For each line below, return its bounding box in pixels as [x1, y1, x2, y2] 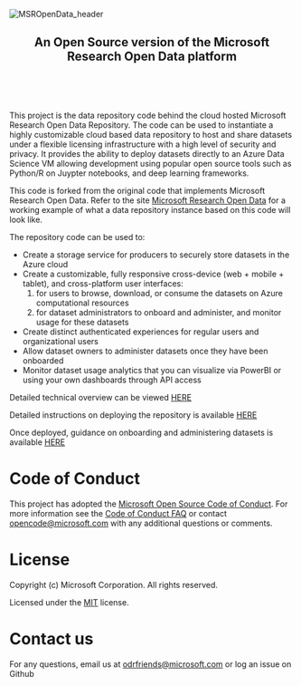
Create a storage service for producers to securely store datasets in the [22, 249, 290, 260]
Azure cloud [22, 258, 69, 269]
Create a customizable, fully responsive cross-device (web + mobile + [22, 268, 285, 279]
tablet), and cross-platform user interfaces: [22, 277, 183, 289]
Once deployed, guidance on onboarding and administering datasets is [9, 427, 274, 438]
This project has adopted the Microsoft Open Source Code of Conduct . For [9, 498, 288, 509]
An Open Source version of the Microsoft [34, 34, 269, 50]
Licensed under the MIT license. [9, 596, 129, 607]
